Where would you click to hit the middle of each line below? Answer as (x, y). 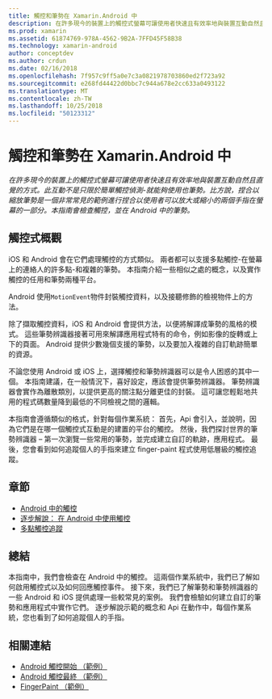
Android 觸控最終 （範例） (63, 676)
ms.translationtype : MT (48, 91)
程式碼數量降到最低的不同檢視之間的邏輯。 (93, 402)
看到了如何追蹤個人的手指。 (82, 617)
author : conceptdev (41, 53)
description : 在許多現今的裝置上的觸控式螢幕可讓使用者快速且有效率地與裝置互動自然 (134, 23)
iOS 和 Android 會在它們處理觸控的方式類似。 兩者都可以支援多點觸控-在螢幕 (136, 259)
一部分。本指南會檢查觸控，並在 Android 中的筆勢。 (108, 210)
